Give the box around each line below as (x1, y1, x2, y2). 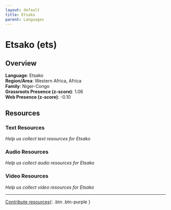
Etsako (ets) (5, 39, 57, 50)
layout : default (5, 7, 40, 13)
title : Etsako (5, 12, 36, 17)
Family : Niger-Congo (5, 83, 50, 89)
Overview (5, 59, 37, 68)
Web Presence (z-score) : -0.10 (5, 94, 71, 100)
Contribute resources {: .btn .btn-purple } (5, 199, 91, 205)
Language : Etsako (5, 72, 44, 79)
